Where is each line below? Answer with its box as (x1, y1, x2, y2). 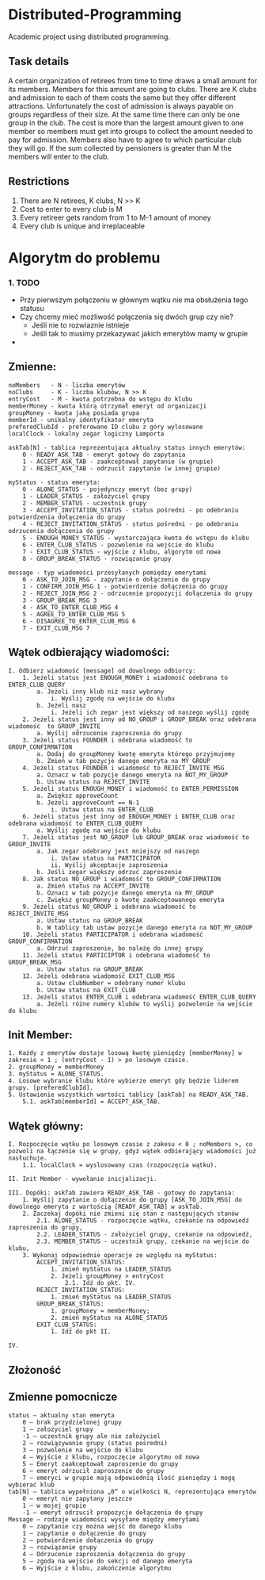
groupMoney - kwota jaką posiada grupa (8, 408, 140, 417)
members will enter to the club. (8, 151, 109, 161)
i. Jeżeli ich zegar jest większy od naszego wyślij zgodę (50, 708, 249, 716)
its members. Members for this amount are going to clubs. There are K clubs (8, 84, 257, 94)
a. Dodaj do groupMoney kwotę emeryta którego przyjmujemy (36, 750, 236, 758)
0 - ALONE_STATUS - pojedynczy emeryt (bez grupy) (22, 485, 193, 493)
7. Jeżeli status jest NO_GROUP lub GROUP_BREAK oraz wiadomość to (22, 833, 249, 842)
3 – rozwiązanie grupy (22, 1543, 97, 1551)
